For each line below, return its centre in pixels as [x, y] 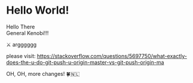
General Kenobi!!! [27, 33]
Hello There [21, 27]
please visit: [21, 56]
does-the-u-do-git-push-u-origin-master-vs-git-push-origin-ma [85, 62]
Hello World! [38, 10]
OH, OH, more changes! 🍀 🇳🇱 [43, 74]
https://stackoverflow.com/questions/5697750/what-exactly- [112, 56]
